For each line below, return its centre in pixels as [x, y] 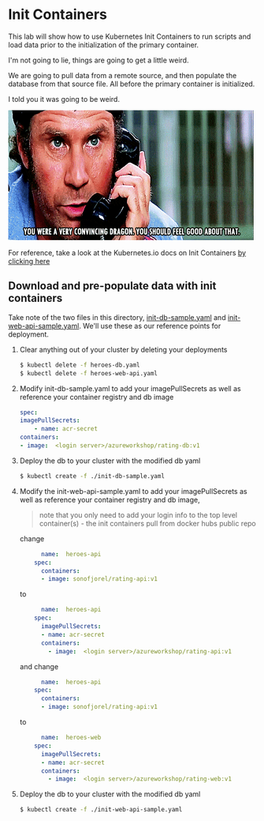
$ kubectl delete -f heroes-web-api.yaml [89, 373]
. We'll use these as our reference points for [150, 326]
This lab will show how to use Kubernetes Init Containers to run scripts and [130, 36]
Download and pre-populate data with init [112, 286]
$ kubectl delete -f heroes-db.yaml [80, 365]
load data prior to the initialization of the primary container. [104, 44]
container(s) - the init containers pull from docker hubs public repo [147, 523]
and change [39, 666]
